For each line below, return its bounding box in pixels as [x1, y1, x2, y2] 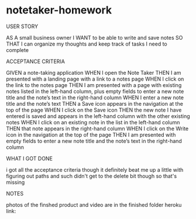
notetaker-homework [6, 4, 112, 17]
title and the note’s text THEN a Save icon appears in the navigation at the [6, 100, 183, 107]
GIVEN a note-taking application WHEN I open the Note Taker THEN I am [6, 69, 181, 76]
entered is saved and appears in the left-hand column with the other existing [6, 112, 190, 120]
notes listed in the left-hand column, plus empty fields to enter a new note [6, 88, 184, 95]
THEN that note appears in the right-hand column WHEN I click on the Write [6, 125, 189, 132]
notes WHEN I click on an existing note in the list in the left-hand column [6, 119, 180, 126]
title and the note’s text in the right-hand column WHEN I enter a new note [6, 94, 184, 101]
